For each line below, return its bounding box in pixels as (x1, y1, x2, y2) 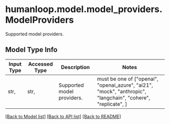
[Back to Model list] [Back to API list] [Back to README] (5, 113, 121, 119)
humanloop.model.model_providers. (5, 4, 163, 15)
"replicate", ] (97, 100, 127, 107)
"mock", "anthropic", (97, 88, 147, 95)
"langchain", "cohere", (97, 94, 151, 101)
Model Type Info (5, 45, 58, 54)
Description (61, 64, 90, 71)
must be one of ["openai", (97, 75, 158, 82)
